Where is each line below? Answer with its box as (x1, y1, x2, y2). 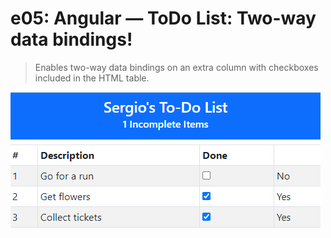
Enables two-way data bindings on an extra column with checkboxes (34, 61, 319, 73)
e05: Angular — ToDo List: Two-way (10, 7, 317, 30)
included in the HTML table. (34, 72, 150, 84)
